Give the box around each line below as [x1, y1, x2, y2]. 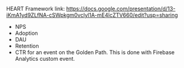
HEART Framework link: [6, 5, 65, 12]
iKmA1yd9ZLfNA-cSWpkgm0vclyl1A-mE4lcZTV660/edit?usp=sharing [6, 11, 178, 19]
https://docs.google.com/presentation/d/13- [66, 5, 176, 12]
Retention [14, 42, 39, 49]
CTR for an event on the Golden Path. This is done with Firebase [14, 49, 175, 56]
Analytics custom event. [14, 55, 75, 62]
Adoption [14, 29, 38, 37]
